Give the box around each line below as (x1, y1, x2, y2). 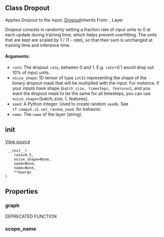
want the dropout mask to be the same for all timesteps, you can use (12, 90, 151, 96)
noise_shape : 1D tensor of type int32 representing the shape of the (12, 75, 147, 81)
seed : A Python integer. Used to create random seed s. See (12, 101, 129, 107)
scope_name (5, 226, 37, 233)
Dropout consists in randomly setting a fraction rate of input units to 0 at (5, 27, 151, 32)
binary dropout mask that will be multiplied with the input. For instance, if (12, 80, 160, 86)
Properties (5, 187, 38, 196)
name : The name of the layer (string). (12, 112, 83, 118)
